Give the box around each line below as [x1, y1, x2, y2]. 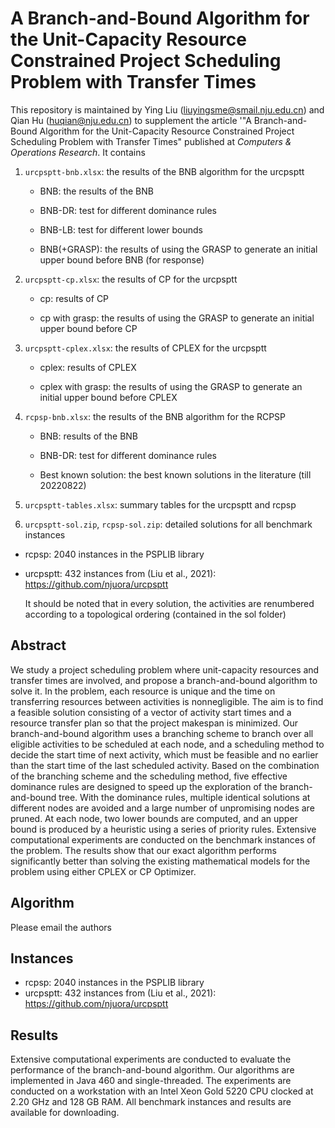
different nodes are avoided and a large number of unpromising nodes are [10, 802, 315, 814]
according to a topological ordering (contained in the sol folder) [24, 608, 287, 620]
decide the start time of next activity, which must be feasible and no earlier [10, 748, 319, 761]
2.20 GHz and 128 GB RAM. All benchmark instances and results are [10, 1096, 292, 1108]
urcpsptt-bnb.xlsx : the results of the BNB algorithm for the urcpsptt [24, 165, 305, 177]
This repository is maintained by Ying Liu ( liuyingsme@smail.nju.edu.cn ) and [10, 103, 325, 116]
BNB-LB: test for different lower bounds [39, 223, 203, 236]
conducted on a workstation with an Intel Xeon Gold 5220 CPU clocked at [10, 1085, 314, 1097]
